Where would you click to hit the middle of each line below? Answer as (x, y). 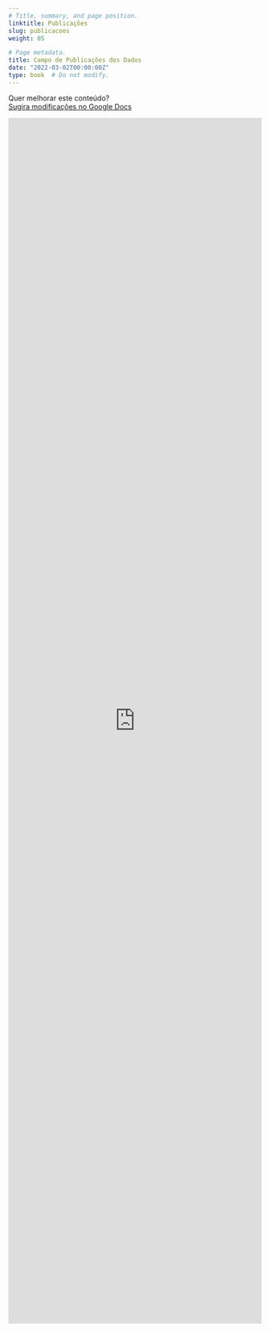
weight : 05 (27, 38)
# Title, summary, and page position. (73, 16)
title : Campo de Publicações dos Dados (75, 60)
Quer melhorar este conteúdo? (59, 98)
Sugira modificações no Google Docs (70, 106)
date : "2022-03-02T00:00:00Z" (59, 68)
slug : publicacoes (39, 31)
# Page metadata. (37, 53)
